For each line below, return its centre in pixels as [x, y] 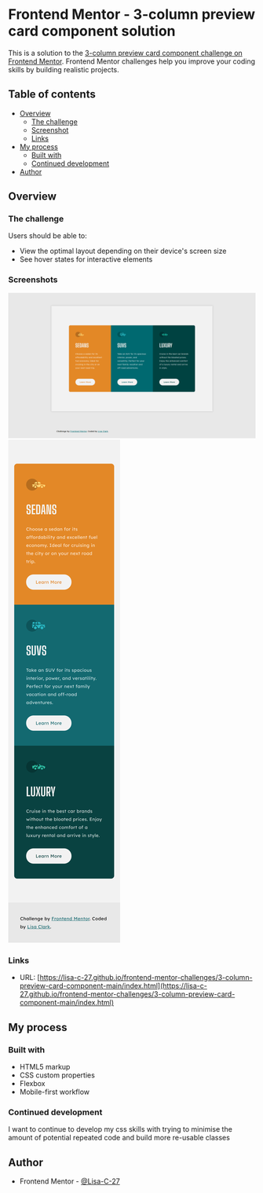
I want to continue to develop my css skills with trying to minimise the [121, 1129]
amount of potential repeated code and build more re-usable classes [119, 1138]
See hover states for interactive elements [86, 259]
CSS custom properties [57, 1075]
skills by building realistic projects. [64, 69]
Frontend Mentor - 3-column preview [132, 15]
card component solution [92, 31]
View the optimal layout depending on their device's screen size [123, 251]
